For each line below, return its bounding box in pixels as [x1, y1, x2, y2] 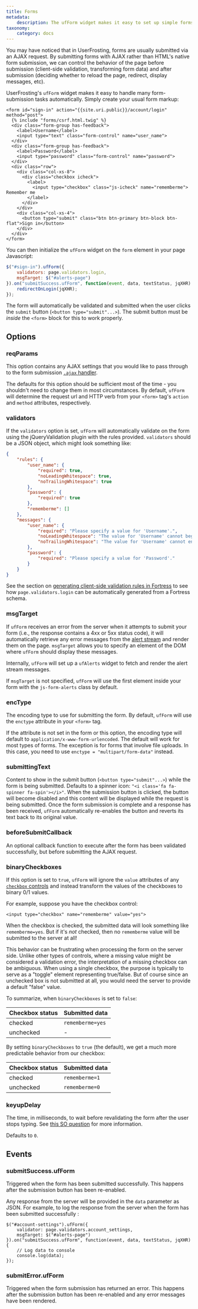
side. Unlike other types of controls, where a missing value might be [6, 952, 171, 959]
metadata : [6, 14, 31, 20]
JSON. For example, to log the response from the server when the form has [6, 1204, 189, 1211]
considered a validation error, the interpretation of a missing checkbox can [6, 958, 187, 965]
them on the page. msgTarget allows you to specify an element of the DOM [6, 642, 187, 649]
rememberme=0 [64, 1084, 100, 1090]
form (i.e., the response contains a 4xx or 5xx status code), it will [6, 629, 164, 637]
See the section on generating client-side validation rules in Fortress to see [6, 582, 189, 589]
